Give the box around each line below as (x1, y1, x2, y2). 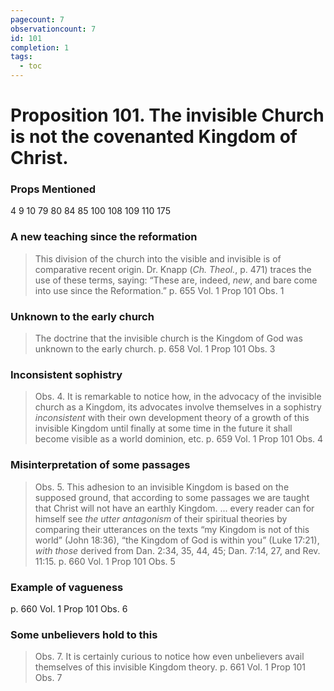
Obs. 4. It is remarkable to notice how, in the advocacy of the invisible (34, 391, 322, 403)
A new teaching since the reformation (10, 230, 198, 244)
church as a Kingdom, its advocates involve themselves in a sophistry (34, 401, 322, 413)
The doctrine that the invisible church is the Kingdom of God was (34, 332, 303, 345)
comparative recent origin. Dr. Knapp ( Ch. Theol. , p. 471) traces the (34, 263, 312, 275)
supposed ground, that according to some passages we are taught (34, 491, 310, 503)
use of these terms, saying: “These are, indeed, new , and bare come (34, 274, 318, 286)
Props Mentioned (10, 182, 97, 196)
